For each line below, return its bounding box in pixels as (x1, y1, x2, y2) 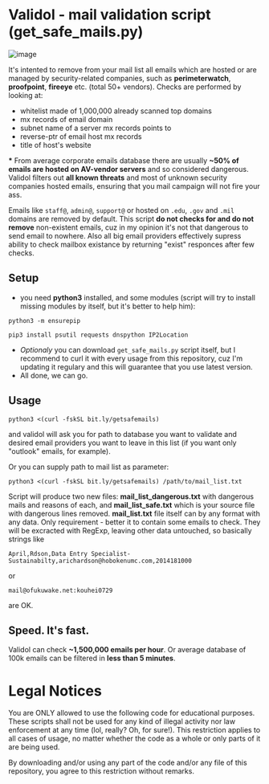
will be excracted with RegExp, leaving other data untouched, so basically (8, 525, 252, 535)
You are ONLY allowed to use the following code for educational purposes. (8, 708, 255, 718)
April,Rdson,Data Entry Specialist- (8, 549, 131, 557)
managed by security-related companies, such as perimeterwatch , (8, 73, 231, 83)
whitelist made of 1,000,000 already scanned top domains (19, 106, 213, 116)
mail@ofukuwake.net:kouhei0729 (8, 586, 113, 594)
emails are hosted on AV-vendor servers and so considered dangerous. (8, 164, 249, 174)
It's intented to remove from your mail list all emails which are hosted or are (8, 64, 257, 74)
